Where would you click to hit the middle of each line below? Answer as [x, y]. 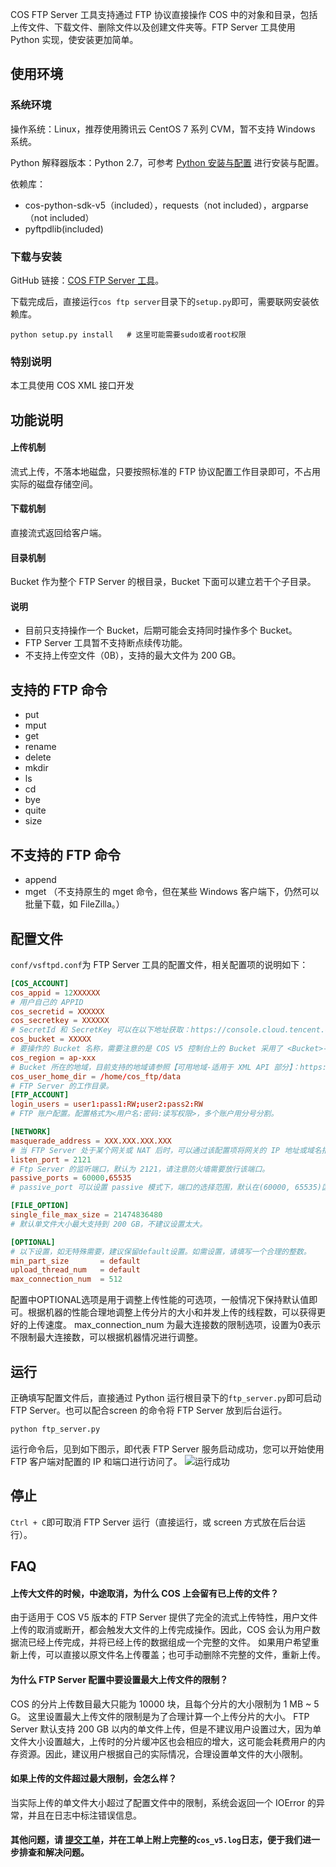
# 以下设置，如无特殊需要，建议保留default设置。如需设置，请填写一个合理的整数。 [161, 1251]
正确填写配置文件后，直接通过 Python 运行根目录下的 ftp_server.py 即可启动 [166, 1397]
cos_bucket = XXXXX [51, 1039]
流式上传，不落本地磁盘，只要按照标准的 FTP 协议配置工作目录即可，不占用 [166, 471]
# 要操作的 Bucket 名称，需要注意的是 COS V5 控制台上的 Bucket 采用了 [146, 1049]
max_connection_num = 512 [66, 1279]
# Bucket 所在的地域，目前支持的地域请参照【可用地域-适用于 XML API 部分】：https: [168, 1067]
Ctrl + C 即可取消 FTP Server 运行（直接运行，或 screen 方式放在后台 [153, 1522]
